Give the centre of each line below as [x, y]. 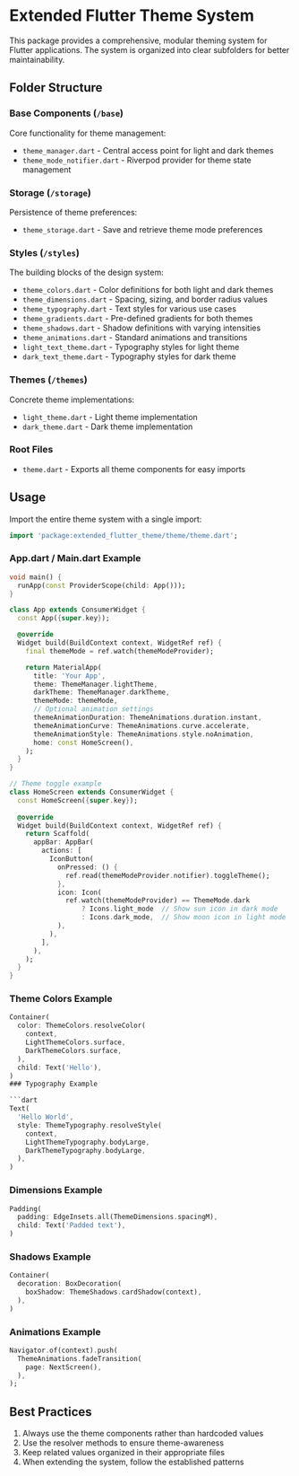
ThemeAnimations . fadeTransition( [80, 1358]
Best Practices [51, 1412]
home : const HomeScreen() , [83, 742]
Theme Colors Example [61, 999]
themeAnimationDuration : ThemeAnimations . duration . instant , [147, 718]
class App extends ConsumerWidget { [77, 610]
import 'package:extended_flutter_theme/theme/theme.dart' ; [124, 535]
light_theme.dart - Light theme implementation [110, 417]
